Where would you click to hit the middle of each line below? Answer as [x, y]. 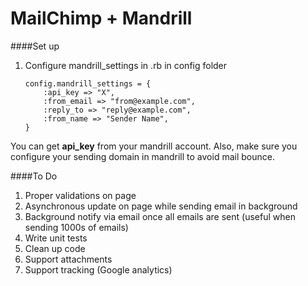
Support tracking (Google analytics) [98, 269]
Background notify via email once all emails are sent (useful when [160, 216]
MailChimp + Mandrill [101, 18]
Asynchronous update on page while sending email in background [161, 206]
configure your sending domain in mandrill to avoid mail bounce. [142, 156]
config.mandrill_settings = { [88, 83]
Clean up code [55, 248]
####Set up [35, 46]
